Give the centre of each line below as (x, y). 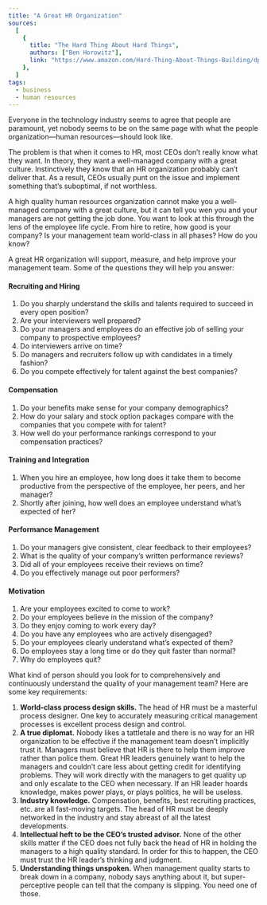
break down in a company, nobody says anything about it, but (121, 877)
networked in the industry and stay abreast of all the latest (115, 817)
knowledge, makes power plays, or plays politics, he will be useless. (131, 792)
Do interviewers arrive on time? (71, 346)
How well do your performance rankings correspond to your (118, 433)
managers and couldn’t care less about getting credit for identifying (130, 767)
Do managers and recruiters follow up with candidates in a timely (126, 355)
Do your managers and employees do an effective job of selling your (132, 329)
